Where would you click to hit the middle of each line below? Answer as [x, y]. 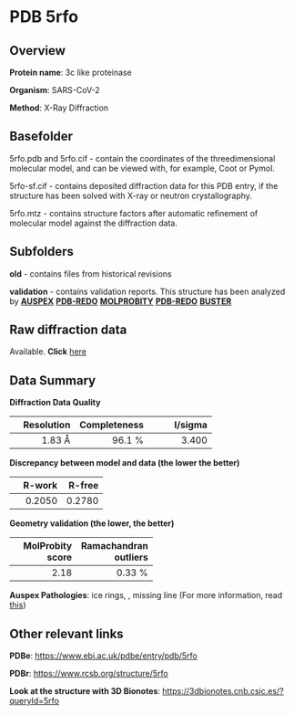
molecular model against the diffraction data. [93, 223]
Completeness [111, 425]
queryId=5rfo [34, 701]
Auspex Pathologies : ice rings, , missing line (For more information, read [146, 595]
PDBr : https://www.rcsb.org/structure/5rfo [89, 674]
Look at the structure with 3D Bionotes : [85, 691]
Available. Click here [48, 352]
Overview [38, 51]
